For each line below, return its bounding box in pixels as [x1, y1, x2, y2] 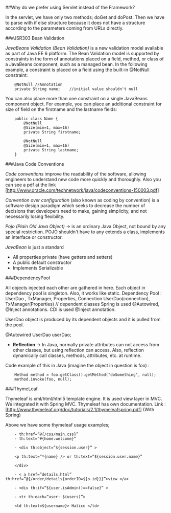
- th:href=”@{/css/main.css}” [14, 432, 79, 437]
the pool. [5, 322, 24, 328]
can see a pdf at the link [5, 182, 56, 188]
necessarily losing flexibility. [5, 213, 65, 219]
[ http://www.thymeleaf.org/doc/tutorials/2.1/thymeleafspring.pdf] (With [5, 407, 155, 412]
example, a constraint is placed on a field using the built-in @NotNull [5, 66, 150, 73]
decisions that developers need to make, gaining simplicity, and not [5, 208, 147, 214]
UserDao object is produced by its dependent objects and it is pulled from [5, 317, 161, 322]
